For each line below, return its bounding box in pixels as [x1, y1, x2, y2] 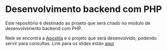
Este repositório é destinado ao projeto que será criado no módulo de [5, 20, 151, 26]
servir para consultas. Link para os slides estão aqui [5, 40, 114, 46]
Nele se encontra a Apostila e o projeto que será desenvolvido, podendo [5, 35, 157, 41]
